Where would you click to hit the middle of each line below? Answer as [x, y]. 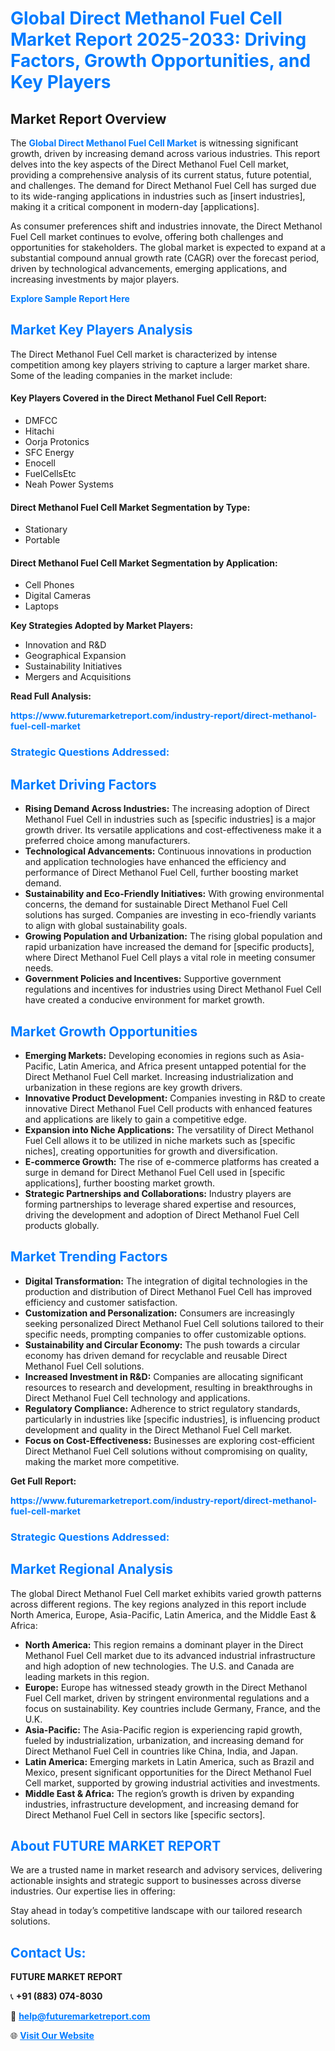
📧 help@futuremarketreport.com [80, 2016]
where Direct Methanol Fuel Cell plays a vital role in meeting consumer [170, 958]
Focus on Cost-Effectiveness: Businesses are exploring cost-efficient [169, 1440]
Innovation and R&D [65, 645]
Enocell [40, 463]
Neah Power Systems [69, 484]
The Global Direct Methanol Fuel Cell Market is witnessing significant [154, 143]
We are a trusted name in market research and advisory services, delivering [166, 1870]
